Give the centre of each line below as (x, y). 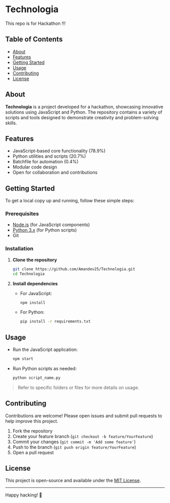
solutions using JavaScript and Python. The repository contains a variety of (84, 112)
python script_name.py (36, 378)
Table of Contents (34, 39)
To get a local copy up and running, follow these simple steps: (70, 201)
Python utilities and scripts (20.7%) (49, 156)
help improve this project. (32, 421)
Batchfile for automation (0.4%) (46, 162)
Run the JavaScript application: (45, 350)
